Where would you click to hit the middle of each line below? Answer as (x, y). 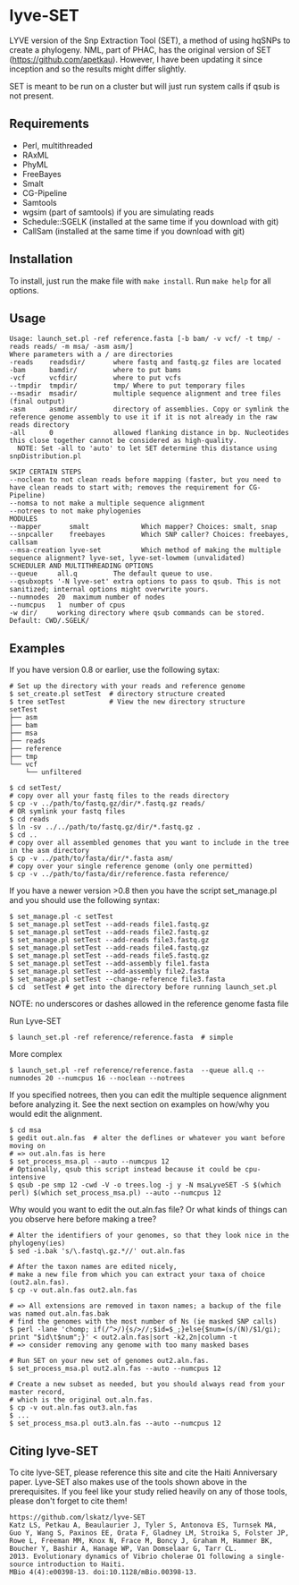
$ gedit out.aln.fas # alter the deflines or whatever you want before (147, 1138)
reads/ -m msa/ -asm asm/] (83, 347)
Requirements (49, 124)
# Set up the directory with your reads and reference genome (127, 686)
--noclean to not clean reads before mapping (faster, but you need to (145, 480)
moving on (28, 1146)
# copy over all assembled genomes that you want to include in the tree (149, 843)
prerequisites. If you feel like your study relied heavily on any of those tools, (148, 1491)
